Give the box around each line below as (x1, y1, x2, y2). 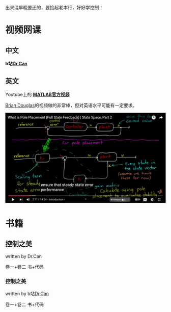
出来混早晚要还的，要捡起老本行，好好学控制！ (5, 5, 103, 10)
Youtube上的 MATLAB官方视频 (5, 91, 70, 97)
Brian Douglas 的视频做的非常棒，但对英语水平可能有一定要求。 (5, 102, 137, 108)
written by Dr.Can (5, 253, 42, 259)
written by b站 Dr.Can (5, 290, 49, 297)
